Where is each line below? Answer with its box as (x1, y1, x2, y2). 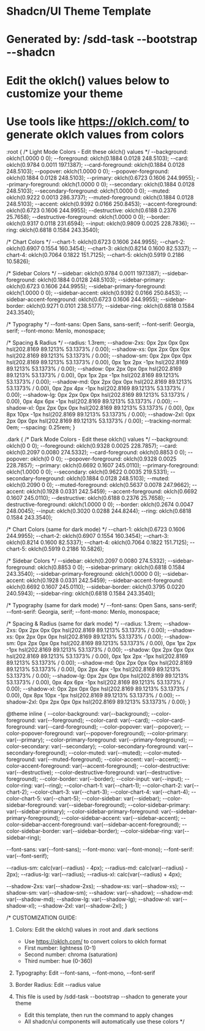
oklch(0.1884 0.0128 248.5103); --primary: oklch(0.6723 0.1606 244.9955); (6, 174, 196, 182)
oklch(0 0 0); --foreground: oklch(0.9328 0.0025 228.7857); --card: (6, 442, 177, 449)
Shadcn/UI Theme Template (6, 4, 151, 18)
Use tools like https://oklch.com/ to (6, 115, 190, 128)
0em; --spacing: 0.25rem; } (6, 423, 75, 431)
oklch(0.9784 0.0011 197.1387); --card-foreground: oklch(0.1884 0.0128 (6, 161, 185, 168)
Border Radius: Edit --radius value (15, 981, 101, 988)
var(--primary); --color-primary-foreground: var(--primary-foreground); (6, 736, 187, 743)
